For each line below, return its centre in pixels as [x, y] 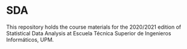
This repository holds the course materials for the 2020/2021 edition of [94, 27]
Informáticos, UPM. [30, 39]
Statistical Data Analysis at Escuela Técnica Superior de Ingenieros [89, 33]
